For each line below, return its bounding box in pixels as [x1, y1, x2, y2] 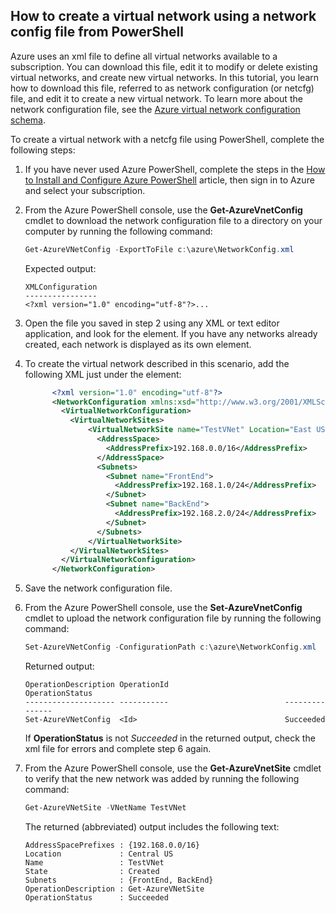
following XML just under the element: [24, 368, 182, 380]
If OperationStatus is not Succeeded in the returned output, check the [24, 732, 316, 744]
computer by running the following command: [24, 225, 213, 237]
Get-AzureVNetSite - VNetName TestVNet [24, 803, 187, 813]
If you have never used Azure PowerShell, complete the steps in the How [24, 163, 326, 175]
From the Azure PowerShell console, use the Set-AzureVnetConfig [24, 602, 303, 614]
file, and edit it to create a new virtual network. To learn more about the [10, 92, 303, 104]
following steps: [10, 144, 76, 156]
